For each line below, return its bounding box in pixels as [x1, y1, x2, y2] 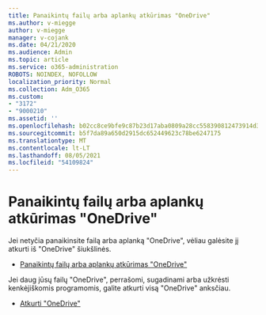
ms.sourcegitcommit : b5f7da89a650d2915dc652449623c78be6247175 [8, 129, 222, 137]
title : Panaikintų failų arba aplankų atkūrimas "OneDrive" [8, 11, 211, 20]
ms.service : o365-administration [8, 63, 119, 71]
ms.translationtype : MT [8, 136, 87, 145]
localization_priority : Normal [8, 78, 112, 85]
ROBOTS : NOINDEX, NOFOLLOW [8, 70, 97, 78]
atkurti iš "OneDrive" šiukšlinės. [8, 245, 112, 254]
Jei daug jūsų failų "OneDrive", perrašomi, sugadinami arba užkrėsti [8, 275, 230, 285]
